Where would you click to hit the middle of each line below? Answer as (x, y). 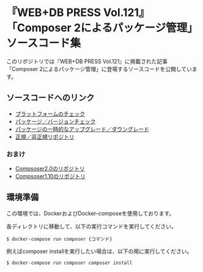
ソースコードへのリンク (50, 98)
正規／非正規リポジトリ (45, 137)
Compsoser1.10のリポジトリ (50, 176)
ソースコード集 (44, 43)
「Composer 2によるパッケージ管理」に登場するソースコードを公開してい (99, 69)
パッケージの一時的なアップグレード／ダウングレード (82, 129)
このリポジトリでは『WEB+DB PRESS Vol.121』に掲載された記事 (87, 61)
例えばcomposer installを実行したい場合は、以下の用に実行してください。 (99, 251)
